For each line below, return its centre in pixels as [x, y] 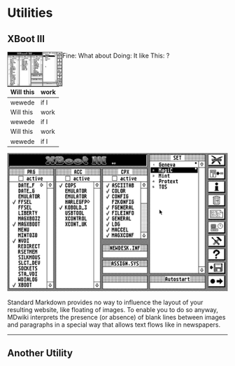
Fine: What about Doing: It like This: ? [116, 55]
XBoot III [26, 39]
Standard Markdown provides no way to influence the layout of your [105, 302]
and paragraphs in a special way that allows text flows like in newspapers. [114, 325]
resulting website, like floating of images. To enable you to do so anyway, [113, 310]
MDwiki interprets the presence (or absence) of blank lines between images [116, 317]
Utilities [30, 13]
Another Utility [40, 353]
